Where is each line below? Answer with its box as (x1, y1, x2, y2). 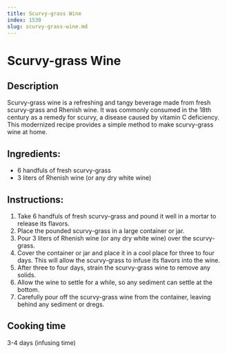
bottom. (17, 286, 40, 294)
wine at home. (7, 128, 48, 136)
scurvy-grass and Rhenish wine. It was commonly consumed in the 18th (7, 106, 212, 114)
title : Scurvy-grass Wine (7, 10, 81, 17)
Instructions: (7, 194, 64, 205)
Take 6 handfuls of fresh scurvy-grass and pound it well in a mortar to (17, 212, 217, 220)
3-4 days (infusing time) (7, 338, 76, 346)
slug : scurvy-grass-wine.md (7, 23, 88, 30)
